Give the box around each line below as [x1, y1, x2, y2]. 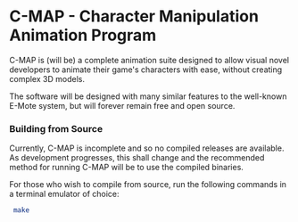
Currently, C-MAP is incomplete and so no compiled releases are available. [9, 143, 285, 153]
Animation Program [9, 25, 157, 45]
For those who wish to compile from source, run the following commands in [9, 179, 287, 190]
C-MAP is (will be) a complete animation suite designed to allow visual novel [9, 54, 290, 65]
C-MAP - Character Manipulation [9, 6, 259, 27]
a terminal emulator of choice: [9, 189, 120, 200]
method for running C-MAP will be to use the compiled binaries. [9, 162, 244, 173]
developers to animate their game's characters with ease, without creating [9, 64, 283, 75]
